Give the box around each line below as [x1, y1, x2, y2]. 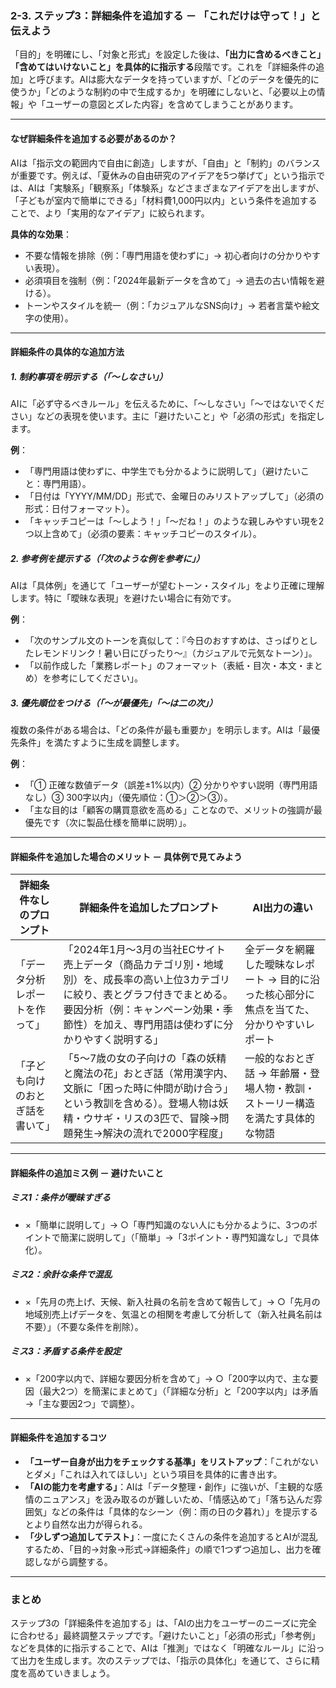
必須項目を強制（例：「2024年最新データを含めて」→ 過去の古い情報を [24, 274, 317, 286]
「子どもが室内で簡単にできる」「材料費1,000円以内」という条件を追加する [10, 194, 318, 206]
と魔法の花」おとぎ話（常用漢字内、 [63, 1067, 234, 1081]
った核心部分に [244, 988, 316, 1002]
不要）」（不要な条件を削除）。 [24, 1320, 144, 1332]
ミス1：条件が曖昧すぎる [10, 1192, 112, 1204]
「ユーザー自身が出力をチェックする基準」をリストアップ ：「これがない [24, 1455, 319, 1467]
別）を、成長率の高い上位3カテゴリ [63, 973, 230, 987]
